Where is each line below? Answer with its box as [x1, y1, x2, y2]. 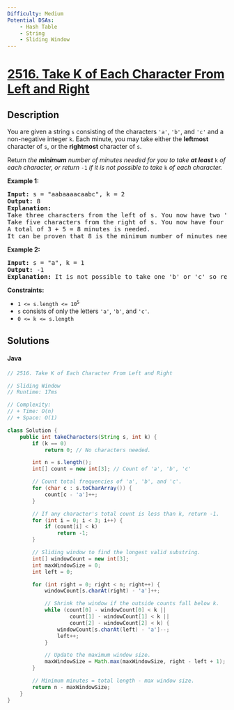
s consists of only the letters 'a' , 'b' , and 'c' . [17, 307, 150, 315]
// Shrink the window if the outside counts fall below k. [44, 600, 219, 607]
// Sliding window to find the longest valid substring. [32, 549, 201, 556]
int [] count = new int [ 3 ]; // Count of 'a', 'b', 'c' [32, 465, 192, 472]
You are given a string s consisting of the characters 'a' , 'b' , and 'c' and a [7, 127, 224, 136]
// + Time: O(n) [7, 408, 54, 415]
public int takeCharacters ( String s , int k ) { [19, 433, 157, 440]
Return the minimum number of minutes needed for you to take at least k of [7, 156, 226, 164]
